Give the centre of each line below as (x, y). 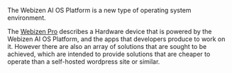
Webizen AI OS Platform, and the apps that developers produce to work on (116, 39)
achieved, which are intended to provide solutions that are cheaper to (109, 54)
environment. (27, 18)
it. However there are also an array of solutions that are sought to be (107, 46)
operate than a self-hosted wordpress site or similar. (84, 62)
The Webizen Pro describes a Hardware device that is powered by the (110, 32)
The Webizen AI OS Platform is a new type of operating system (99, 10)
